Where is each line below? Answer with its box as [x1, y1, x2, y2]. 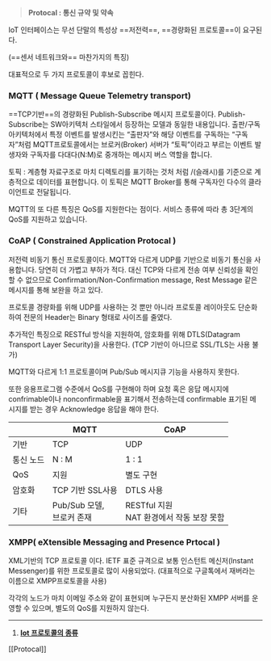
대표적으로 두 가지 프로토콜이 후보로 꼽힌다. [8, 69, 144, 79]
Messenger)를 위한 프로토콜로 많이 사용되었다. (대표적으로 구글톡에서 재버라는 [8, 566, 256, 575]
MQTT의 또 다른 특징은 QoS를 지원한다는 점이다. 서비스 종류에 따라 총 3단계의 [8, 204, 254, 214]
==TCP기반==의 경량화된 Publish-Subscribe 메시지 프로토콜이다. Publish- [8, 109, 246, 120]
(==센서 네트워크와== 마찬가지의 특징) [8, 53, 130, 61]
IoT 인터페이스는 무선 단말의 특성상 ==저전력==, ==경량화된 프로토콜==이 [8, 25, 241, 35]
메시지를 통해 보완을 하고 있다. [8, 284, 103, 294]
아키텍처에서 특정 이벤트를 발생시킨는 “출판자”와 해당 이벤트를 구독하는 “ [8, 129, 236, 140]
